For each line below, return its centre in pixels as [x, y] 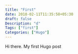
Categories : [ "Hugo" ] [27, 32]
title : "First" [21, 10]
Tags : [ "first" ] [22, 28]
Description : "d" [23, 23]
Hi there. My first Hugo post [33, 46]
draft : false [18, 19]
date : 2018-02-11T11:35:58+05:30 [39, 14]
